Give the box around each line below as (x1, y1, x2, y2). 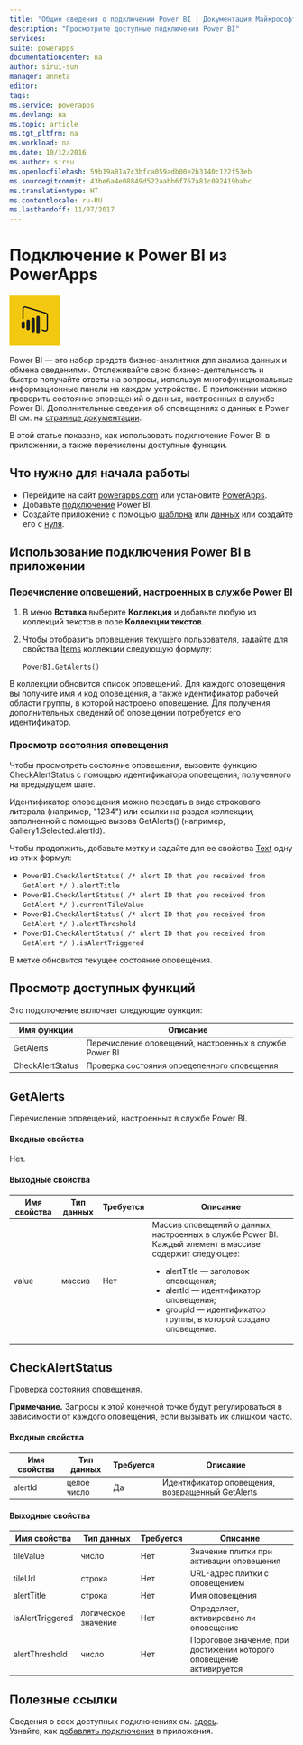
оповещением (189, 1578, 245, 1589)
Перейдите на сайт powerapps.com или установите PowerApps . (22, 489, 268, 501)
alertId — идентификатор (165, 1285, 262, 1296)
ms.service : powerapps (9, 100, 95, 109)
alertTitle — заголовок (165, 1266, 250, 1277)
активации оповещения (189, 1555, 281, 1566)
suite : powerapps (9, 43, 75, 52)
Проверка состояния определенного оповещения (86, 1060, 279, 1071)
